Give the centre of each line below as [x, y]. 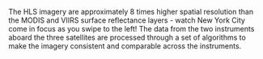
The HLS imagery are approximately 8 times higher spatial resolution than [131, 12]
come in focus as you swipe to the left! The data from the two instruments [131, 29]
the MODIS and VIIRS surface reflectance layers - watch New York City [127, 20]
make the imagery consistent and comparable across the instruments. [125, 46]
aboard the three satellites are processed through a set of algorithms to [127, 37]
